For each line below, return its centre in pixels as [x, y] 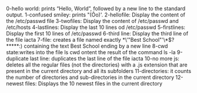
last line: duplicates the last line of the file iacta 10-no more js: [104, 59]
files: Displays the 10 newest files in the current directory [94, 84]
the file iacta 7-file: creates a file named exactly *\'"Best [74, 40]
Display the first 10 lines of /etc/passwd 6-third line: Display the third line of [97, 34]
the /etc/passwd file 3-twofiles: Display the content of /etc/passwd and [93, 21]
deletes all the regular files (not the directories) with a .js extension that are [97, 65]
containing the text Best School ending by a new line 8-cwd [96, 46]
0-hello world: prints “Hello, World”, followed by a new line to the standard [96, 9]
